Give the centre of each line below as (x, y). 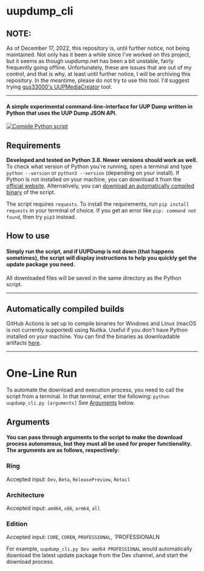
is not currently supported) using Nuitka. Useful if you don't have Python (97, 330)
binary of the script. (31, 192)
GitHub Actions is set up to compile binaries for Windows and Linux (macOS (101, 323)
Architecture (25, 495)
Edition (17, 524)
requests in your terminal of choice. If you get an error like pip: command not (101, 211)
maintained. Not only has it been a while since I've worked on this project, (99, 55)
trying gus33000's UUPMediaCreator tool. (59, 87)
